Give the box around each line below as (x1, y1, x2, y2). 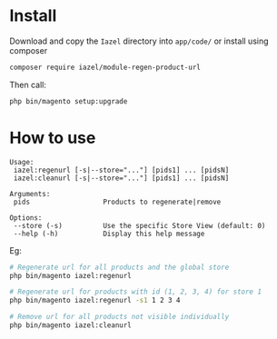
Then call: (9, 79, 47, 90)
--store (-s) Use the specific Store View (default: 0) (13, 221, 266, 230)
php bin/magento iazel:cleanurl (9, 321, 132, 330)
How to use (9, 127, 96, 148)
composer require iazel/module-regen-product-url (9, 63, 202, 72)
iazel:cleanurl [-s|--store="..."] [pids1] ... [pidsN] (13, 174, 230, 183)
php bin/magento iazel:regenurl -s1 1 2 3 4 (9, 296, 181, 305)
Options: (9, 213, 43, 223)
